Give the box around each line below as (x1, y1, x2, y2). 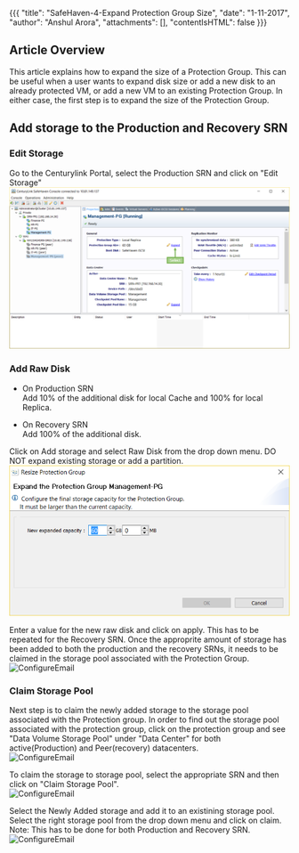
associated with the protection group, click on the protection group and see (9, 724, 287, 735)
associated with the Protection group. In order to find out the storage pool (9, 714, 279, 725)
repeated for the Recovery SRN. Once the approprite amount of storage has (9, 634, 287, 645)
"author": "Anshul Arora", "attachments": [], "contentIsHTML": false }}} (9, 17, 268, 28)
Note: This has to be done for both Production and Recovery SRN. (9, 825, 251, 835)
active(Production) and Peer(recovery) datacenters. (9, 743, 198, 753)
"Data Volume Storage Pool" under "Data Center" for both (9, 734, 222, 744)
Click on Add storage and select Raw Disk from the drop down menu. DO (9, 445, 277, 457)
